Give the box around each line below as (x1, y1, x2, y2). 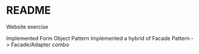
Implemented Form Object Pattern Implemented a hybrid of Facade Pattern (6, 34, 190, 42)
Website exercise (6, 23, 49, 30)
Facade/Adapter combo (11, 41, 70, 48)
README (6, 4, 51, 17)
